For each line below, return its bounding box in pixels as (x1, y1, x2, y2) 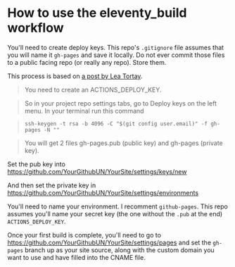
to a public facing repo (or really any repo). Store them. (7, 58, 167, 66)
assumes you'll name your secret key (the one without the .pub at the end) (7, 209, 223, 218)
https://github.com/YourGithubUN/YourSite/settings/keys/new (7, 167, 187, 175)
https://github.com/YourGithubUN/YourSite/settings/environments (7, 188, 199, 197)
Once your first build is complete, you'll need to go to (7, 230, 162, 239)
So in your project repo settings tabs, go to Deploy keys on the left (24, 99, 217, 107)
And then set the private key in (7, 181, 96, 190)
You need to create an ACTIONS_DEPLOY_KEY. (24, 85, 162, 94)
